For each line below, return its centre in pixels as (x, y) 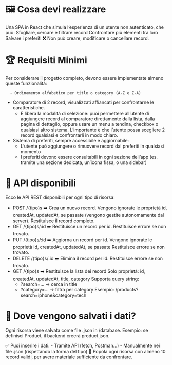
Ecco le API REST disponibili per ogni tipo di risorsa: (60, 197)
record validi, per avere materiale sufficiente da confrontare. (69, 357)
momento (31, 151)
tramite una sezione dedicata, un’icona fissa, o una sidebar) (84, 162)
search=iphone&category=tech (53, 295)
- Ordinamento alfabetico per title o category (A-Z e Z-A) (75, 93)
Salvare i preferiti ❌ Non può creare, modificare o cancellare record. (77, 38)
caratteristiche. (29, 107)
